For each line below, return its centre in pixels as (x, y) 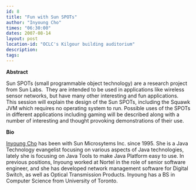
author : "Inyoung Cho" (34, 22)
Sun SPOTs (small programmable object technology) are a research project (97, 83)
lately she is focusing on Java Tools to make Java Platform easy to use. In (95, 155)
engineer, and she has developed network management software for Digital (97, 168)
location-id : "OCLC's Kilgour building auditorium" (70, 45)
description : (22, 50)
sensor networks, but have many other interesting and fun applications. (92, 96)
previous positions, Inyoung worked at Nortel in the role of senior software (96, 162)
